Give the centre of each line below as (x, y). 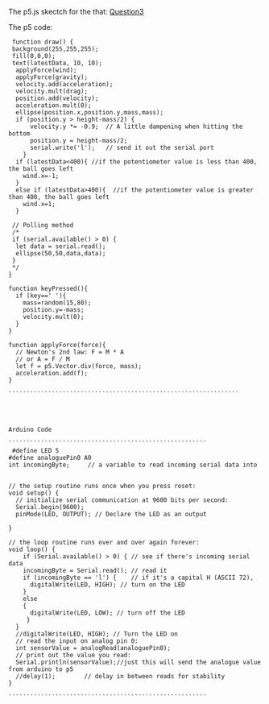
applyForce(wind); (47, 70)
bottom (19, 134)
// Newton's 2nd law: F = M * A (70, 352)
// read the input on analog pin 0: (77, 641)
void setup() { (34, 493)
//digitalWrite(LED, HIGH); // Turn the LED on (97, 634)
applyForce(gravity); (52, 77)
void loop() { (32, 549)
